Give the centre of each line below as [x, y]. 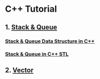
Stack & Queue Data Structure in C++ [50, 41]
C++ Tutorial [31, 9]
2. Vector [19, 70]
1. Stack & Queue [31, 27]
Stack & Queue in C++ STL [37, 54]
